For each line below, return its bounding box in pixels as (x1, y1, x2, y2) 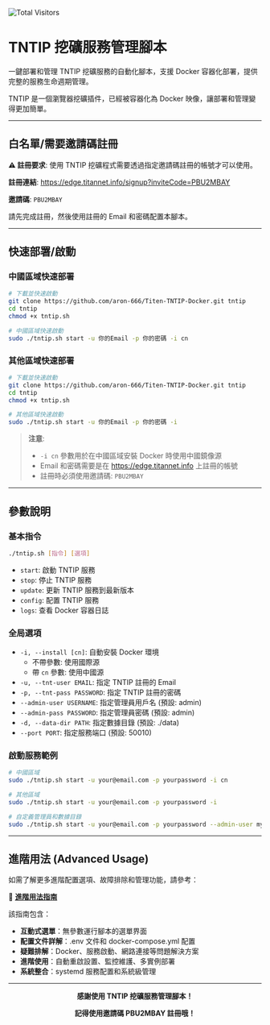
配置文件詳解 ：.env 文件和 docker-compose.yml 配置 (19, 936, 196, 946)
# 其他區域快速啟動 (8, 411, 64, 419)
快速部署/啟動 (8, 245, 76, 259)
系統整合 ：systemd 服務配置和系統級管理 (19, 967, 157, 977)
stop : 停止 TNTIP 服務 (19, 575, 92, 584)
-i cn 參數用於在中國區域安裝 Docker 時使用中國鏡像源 (39, 451, 223, 461)
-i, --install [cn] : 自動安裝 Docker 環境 (19, 647, 159, 657)
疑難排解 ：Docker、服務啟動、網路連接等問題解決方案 (19, 947, 199, 957)
